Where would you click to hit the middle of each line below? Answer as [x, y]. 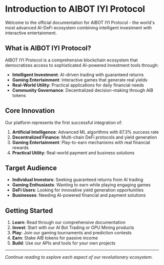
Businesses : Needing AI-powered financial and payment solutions [79, 195]
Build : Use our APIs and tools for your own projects [64, 243]
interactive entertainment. [31, 33]
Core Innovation [30, 111]
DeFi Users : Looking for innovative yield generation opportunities [78, 190]
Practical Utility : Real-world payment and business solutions [73, 153]
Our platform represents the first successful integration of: [64, 122]
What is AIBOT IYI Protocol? [48, 48]
